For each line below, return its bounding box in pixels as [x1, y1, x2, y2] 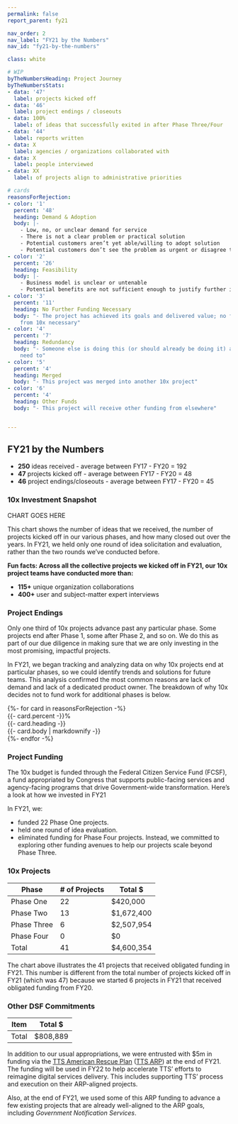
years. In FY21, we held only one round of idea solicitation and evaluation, [7, 540, 222, 549]
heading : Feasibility [13, 266, 78, 273]
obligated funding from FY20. [7, 983, 93, 992]
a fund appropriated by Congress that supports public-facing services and [7, 776, 225, 784]
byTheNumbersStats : [7, 82, 65, 89]
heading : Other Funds [13, 398, 78, 405]
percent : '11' [13, 299, 55, 306]
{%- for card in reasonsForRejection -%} [7, 704, 126, 713]
